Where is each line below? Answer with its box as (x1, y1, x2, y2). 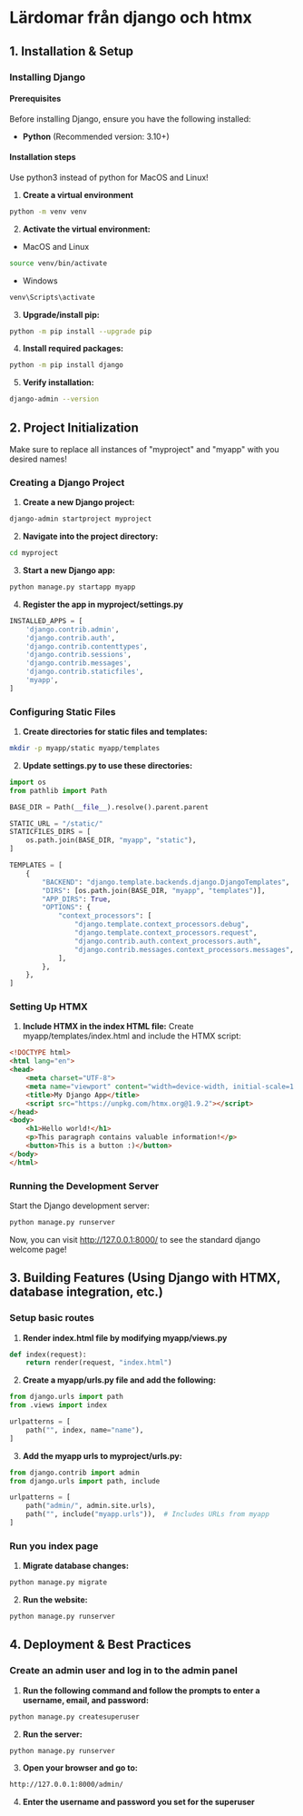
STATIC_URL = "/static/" (9, 819, 103, 829)
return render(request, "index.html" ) (25, 1358, 172, 1367)
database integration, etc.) (9, 1285, 163, 1300)
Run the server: (22, 1729, 83, 1740)
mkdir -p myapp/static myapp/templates (9, 744, 161, 753)
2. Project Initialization (9, 420, 139, 435)
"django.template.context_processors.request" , (73, 928, 258, 938)
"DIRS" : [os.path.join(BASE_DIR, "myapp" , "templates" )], (42, 886, 266, 895)
